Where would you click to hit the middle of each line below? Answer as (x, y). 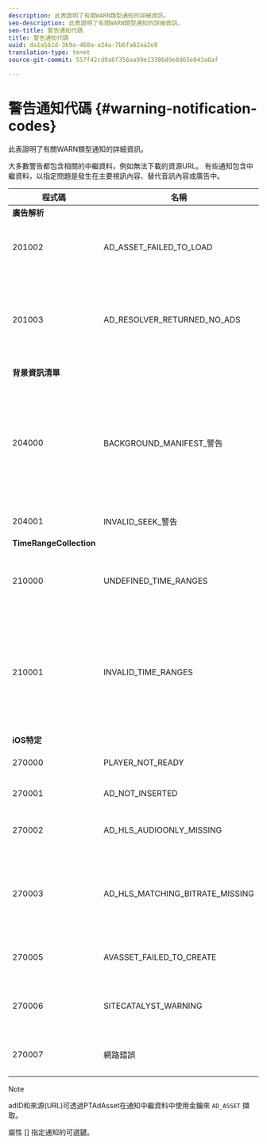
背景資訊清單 (37, 373)
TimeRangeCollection (54, 543)
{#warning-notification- (176, 109)
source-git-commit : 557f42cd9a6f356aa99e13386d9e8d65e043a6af (113, 60)
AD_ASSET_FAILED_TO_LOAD (158, 247)
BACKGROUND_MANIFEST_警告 (163, 443)
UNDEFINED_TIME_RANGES (155, 581)
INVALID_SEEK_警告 (140, 521)
